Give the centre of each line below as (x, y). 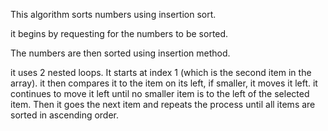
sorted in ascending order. (65, 115)
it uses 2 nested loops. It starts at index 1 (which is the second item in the (161, 72)
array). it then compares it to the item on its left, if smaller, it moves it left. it (164, 83)
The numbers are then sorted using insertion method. (120, 53)
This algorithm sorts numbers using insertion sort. (113, 14)
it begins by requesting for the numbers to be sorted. (119, 33)
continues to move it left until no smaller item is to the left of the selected (160, 93)
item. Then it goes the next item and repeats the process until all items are (163, 104)
